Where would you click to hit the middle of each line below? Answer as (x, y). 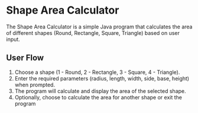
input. (13, 39)
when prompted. (35, 85)
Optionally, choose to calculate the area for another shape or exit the (98, 97)
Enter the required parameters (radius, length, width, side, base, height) (102, 78)
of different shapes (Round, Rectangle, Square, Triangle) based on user (93, 33)
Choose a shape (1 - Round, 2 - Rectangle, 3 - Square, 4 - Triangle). (97, 72)
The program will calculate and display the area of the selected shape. (100, 91)
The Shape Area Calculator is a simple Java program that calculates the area (99, 27)
